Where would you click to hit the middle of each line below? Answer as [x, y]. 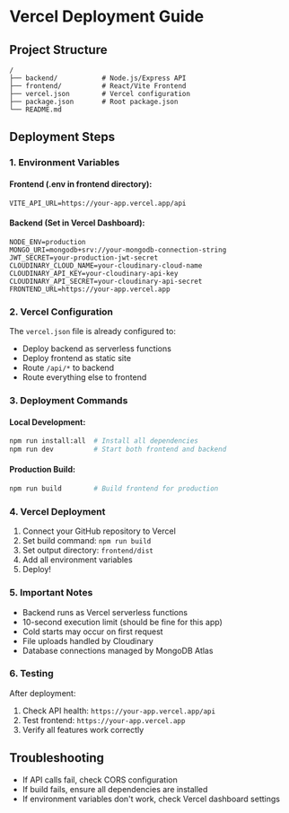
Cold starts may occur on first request [92, 632]
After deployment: [43, 693]
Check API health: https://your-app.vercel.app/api [119, 711]
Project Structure [58, 50]
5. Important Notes [51, 593]
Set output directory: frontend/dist [88, 551]
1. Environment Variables [65, 163]
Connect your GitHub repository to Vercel [99, 531]
